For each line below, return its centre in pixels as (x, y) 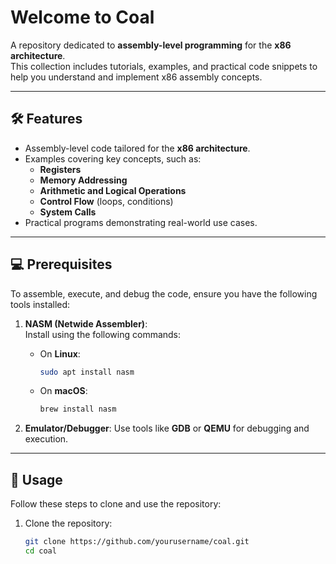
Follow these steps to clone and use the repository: (116, 504)
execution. (46, 439)
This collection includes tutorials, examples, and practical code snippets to (164, 66)
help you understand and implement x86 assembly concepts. (136, 77)
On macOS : (63, 391)
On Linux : (60, 353)
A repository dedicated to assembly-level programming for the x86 (151, 45)
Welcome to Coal (82, 17)
